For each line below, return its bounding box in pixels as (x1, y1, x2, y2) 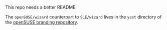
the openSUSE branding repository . (5, 19, 79, 25)
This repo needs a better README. (5, 4, 77, 10)
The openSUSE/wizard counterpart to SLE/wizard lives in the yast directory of (5, 14, 162, 19)
